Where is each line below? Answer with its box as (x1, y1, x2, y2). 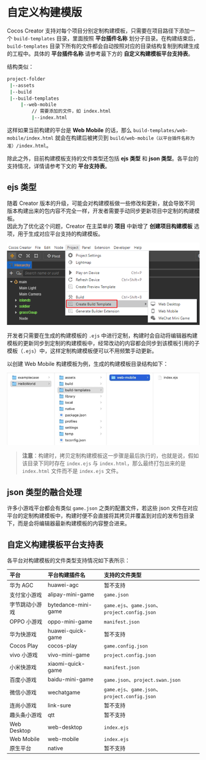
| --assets (9, 82, 35, 89)
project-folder (7, 76, 46, 82)
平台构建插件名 (47, 572, 86, 579)
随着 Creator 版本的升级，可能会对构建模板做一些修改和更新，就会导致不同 (7, 199, 195, 207)
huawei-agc (47, 581, 79, 589)
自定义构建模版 (7, 6, 83, 20)
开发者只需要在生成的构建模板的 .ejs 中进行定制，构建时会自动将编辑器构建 (7, 332, 198, 340)
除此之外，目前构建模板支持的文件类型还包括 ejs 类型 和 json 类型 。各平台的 (7, 155, 199, 162)
